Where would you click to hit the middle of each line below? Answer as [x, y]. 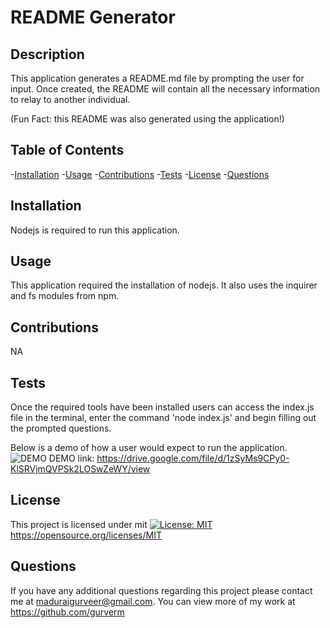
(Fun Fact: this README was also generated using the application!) [147, 119]
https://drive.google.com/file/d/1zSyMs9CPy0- [193, 458]
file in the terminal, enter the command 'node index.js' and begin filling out [163, 418]
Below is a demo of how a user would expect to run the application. [149, 448]
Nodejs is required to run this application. [95, 230]
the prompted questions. [61, 428]
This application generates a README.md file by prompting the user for [157, 78]
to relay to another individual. [70, 99]
